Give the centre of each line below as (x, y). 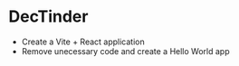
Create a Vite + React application (83, 42)
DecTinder (48, 17)
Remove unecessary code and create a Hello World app (125, 51)
